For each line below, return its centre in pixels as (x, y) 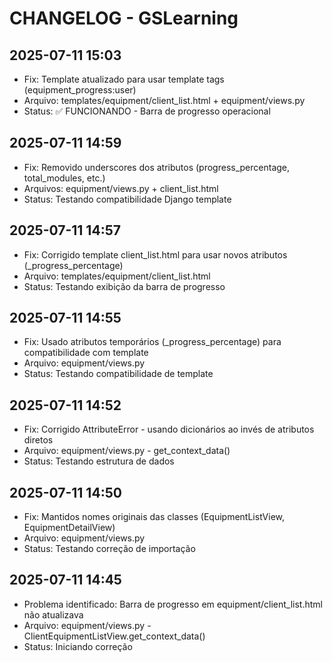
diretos (38, 440)
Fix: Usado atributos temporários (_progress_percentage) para (152, 342)
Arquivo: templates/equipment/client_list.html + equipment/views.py (164, 100)
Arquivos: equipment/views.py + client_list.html (121, 188)
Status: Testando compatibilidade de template (118, 374)
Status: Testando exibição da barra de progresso (124, 286)
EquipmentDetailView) (69, 528)
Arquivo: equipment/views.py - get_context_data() (127, 451)
